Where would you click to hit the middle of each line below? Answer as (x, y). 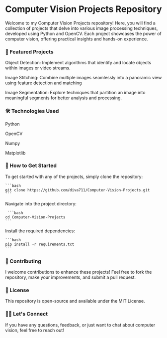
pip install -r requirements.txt (40, 244)
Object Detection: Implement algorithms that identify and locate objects (78, 63)
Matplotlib (15, 153)
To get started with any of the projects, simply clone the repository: (74, 176)
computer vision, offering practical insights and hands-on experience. (77, 39)
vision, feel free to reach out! (35, 330)
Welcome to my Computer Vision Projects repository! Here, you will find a (80, 23)
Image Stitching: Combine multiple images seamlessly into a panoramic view (83, 78)
